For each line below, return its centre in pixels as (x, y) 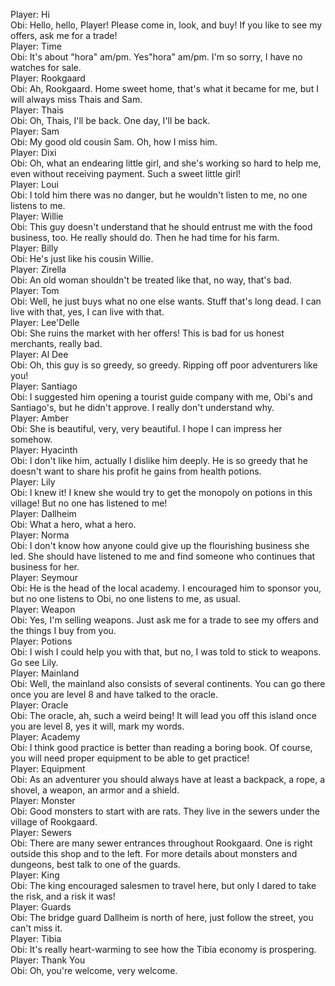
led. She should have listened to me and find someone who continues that (163, 556)
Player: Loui (34, 184)
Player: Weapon (43, 609)
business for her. (45, 567)
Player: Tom (35, 290)
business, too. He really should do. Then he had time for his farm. (145, 237)
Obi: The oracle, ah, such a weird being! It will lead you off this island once (163, 715)
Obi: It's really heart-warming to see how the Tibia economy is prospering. (163, 949)
